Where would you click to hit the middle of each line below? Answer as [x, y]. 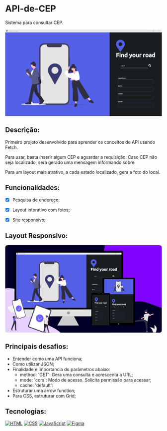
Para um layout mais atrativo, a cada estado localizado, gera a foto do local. [83, 172]
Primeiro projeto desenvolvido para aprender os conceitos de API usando [80, 142]
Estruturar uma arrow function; [44, 391]
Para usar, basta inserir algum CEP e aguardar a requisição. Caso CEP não [81, 157]
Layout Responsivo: [37, 236]
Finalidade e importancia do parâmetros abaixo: [61, 369]
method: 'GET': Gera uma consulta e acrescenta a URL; [76, 375]
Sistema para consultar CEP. [34, 22]
